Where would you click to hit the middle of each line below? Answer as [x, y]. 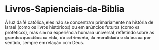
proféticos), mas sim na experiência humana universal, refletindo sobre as [80, 32]
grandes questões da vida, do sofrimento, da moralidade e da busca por [78, 37]
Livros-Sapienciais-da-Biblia [65, 9]
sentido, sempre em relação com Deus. [45, 42]
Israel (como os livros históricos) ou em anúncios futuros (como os [72, 27]
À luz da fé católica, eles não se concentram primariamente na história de [79, 22]
